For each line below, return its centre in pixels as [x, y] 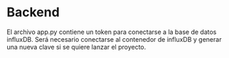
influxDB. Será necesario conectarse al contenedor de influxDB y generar [114, 39]
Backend [33, 12]
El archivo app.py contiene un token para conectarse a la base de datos [112, 32]
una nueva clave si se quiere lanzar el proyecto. [76, 47]
